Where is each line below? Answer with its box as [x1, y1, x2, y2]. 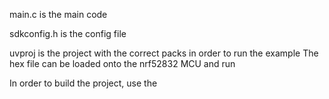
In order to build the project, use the [9, 77, 158, 89]
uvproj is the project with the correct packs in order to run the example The [9, 47, 319, 59]
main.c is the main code [9, 9, 108, 20]
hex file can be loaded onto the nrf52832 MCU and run [9, 58, 236, 69]
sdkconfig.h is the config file [9, 28, 127, 39]
